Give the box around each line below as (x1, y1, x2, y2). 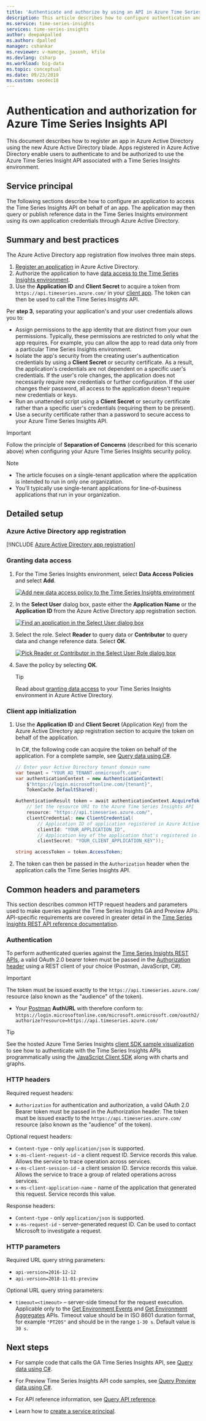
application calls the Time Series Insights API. (15, 867, 131, 874)
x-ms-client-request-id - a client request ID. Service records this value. (15, 1151, 198, 1158)
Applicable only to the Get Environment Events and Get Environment (15, 1305, 188, 1312)
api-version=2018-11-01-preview (15, 1276, 98, 1282)
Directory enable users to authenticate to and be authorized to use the (6, 150, 184, 158)
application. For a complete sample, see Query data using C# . (15, 752, 172, 759)
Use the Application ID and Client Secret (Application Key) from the (15, 721, 188, 728)
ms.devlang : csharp (6, 55, 56, 61)
